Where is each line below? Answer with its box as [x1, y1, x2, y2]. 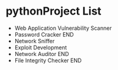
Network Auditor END [14, 50, 70, 57]
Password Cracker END [14, 30, 74, 38]
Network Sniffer [14, 37, 55, 44]
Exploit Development [14, 44, 67, 51]
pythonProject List [6, 4, 101, 18]
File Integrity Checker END [14, 57, 82, 64]
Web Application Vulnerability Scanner [14, 24, 112, 32]
